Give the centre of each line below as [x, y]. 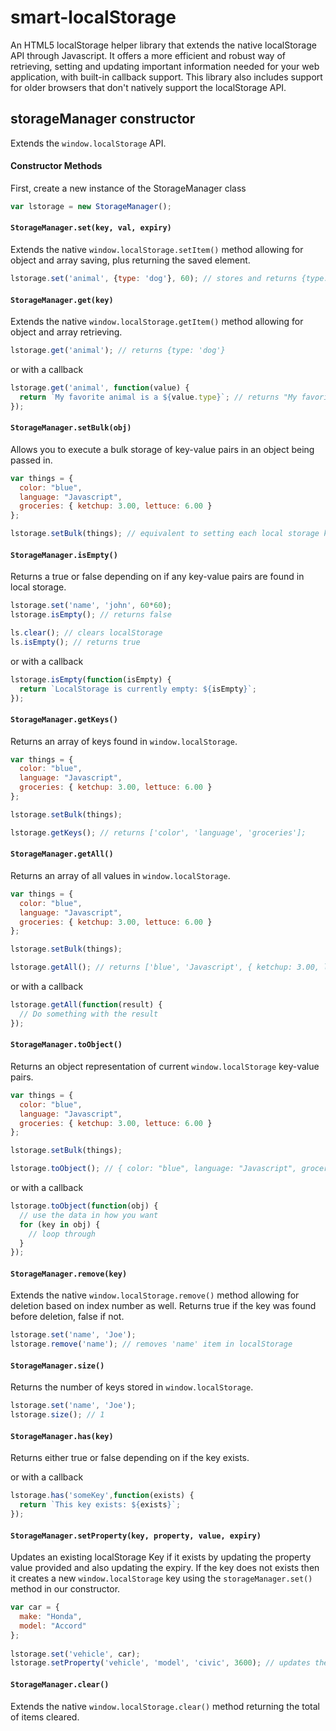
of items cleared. [45, 1717]
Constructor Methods [56, 166]
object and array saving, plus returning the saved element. [130, 260]
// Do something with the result [89, 1014]
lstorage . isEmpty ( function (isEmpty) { [91, 679]
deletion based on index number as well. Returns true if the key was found [163, 1306]
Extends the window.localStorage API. [88, 143]
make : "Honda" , [51, 1617]
